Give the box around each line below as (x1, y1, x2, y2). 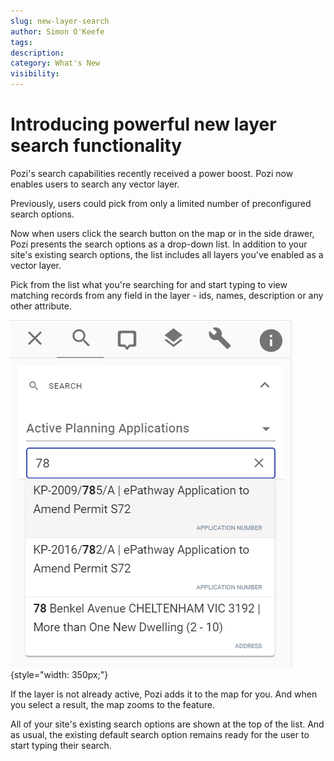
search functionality (10, 135, 183, 157)
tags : (10, 37, 33, 47)
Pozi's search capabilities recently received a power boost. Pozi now (10, 167, 294, 179)
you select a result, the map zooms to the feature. (10, 698, 215, 710)
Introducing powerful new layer (10, 113, 277, 136)
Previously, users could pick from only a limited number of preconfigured (10, 197, 312, 209)
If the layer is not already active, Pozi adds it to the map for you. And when (10, 688, 318, 700)
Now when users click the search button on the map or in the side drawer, (10, 227, 315, 239)
